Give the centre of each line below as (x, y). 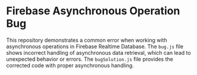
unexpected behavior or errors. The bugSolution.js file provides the (90, 59)
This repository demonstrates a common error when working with (87, 40)
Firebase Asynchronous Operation (93, 11)
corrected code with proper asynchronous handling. (70, 65)
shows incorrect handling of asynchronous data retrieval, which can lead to (99, 52)
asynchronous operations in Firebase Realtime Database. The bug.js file (95, 46)
